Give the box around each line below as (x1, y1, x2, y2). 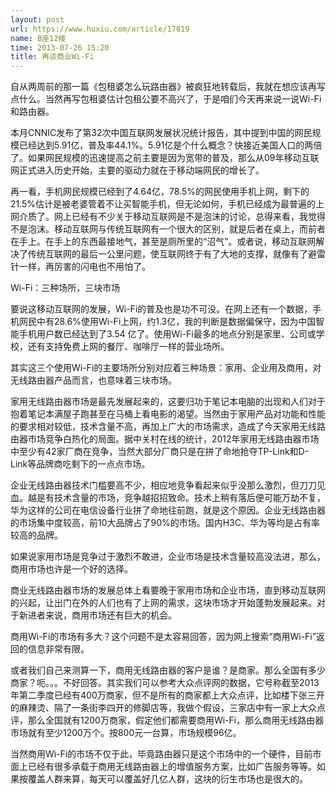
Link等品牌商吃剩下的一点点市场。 (10, 458, 151, 470)
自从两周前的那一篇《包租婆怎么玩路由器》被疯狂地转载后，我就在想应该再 (10, 81, 317, 93)
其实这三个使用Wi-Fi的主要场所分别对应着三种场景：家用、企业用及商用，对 (10, 362, 322, 374)
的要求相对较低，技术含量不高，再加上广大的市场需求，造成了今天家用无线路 (10, 421, 326, 433)
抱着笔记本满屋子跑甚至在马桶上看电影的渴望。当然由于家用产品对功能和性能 (10, 408, 326, 420)
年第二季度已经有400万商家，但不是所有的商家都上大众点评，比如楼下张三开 (10, 689, 325, 701)
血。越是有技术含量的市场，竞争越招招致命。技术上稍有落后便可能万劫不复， (10, 492, 326, 504)
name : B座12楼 (10, 33, 67, 43)
